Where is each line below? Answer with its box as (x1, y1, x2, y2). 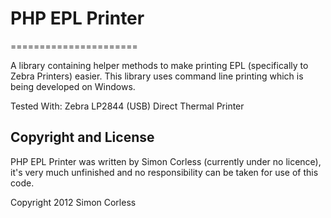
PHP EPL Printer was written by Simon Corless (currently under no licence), (10, 155, 322, 167)
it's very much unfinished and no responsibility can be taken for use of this (10, 166, 319, 178)
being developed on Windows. (10, 80, 136, 92)
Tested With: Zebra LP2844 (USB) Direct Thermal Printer (10, 100, 245, 112)
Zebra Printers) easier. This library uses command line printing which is (10, 70, 304, 82)
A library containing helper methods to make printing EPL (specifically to (10, 59, 309, 71)
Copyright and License (10, 129, 155, 146)
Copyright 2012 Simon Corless (10, 196, 137, 208)
